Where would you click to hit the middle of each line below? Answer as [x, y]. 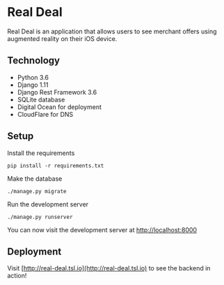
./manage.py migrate [37, 191]
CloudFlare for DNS [45, 114]
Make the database [35, 179]
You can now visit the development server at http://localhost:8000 [102, 229]
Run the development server [48, 204]
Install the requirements [41, 153]
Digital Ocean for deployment [59, 107]
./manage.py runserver [40, 217]
